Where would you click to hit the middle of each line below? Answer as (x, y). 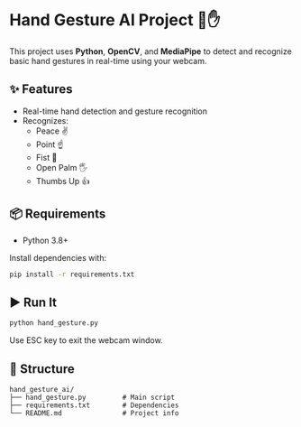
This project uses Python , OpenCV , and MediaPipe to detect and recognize (151, 51)
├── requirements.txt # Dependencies (94, 405)
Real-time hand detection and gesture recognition (115, 111)
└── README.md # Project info (94, 413)
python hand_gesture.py (54, 323)
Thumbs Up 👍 (63, 181)
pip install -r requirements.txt (72, 274)
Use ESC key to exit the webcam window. (87, 340)
